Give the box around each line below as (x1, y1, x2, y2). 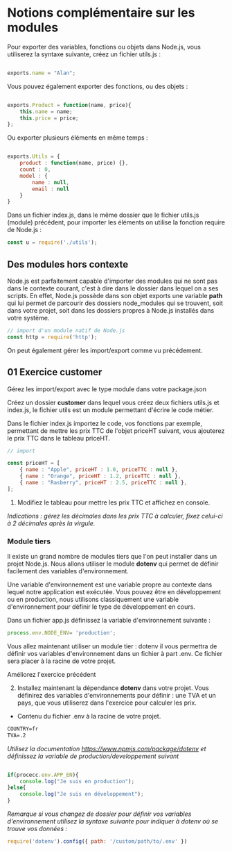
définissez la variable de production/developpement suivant (7, 752, 179, 760)
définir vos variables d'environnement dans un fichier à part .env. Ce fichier (7, 649, 223, 657)
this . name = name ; (19, 108, 73, 115)
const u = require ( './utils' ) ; (7, 239, 98, 246)
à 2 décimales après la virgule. (7, 519, 96, 527)
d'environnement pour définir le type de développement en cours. (7, 603, 195, 611)
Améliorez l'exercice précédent (7, 670, 96, 678)
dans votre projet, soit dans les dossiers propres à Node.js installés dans (7, 306, 215, 314)
